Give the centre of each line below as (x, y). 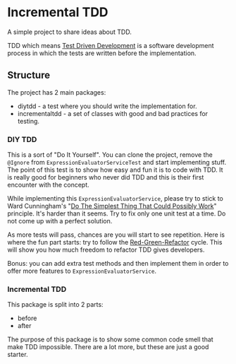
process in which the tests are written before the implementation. (102, 53)
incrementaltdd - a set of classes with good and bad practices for (113, 113)
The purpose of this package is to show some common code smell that (110, 339)
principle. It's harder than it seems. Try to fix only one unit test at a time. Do (117, 213)
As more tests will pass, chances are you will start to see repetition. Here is (116, 235)
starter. (18, 355)
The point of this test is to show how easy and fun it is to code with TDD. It (115, 170)
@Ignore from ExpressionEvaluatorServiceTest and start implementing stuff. (117, 163)
